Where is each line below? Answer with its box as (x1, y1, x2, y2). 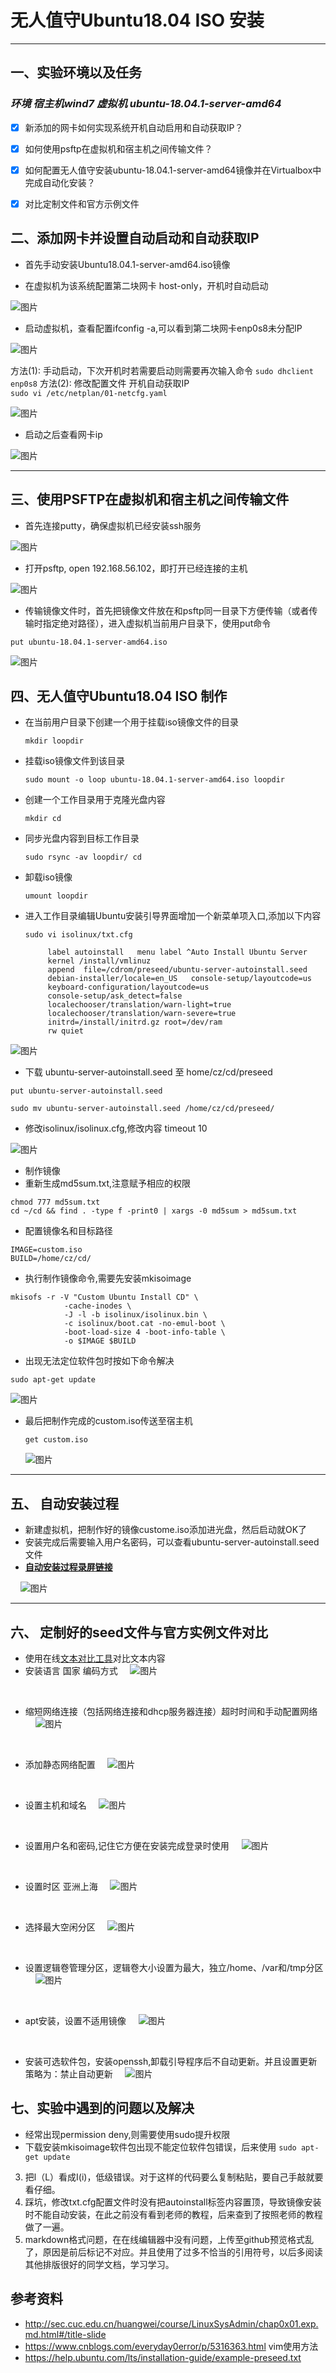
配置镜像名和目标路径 (24, 1225, 113, 1237)
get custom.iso (24, 1435, 89, 1445)
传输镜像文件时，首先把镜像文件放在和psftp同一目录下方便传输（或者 (24, 604, 310, 616)
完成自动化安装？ (24, 176, 96, 188)
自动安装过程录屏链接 (24, 1561, 113, 1573)
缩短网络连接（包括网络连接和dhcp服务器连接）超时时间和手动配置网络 (24, 1705, 318, 1717)
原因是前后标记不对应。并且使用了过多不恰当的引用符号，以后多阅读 (42, 2246, 323, 2258)
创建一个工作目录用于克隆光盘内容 (24, 794, 166, 806)
